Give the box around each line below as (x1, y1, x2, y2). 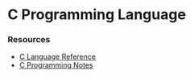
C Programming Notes (19, 60, 93, 70)
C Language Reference (19, 52, 96, 61)
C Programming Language (7, 6, 187, 24)
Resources (7, 34, 51, 45)
